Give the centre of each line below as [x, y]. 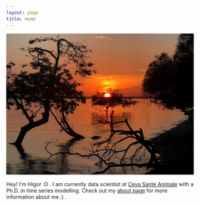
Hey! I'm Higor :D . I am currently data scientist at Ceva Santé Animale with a [100, 184]
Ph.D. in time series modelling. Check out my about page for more [87, 190]
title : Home [21, 19]
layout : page [22, 13]
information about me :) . [37, 196]
